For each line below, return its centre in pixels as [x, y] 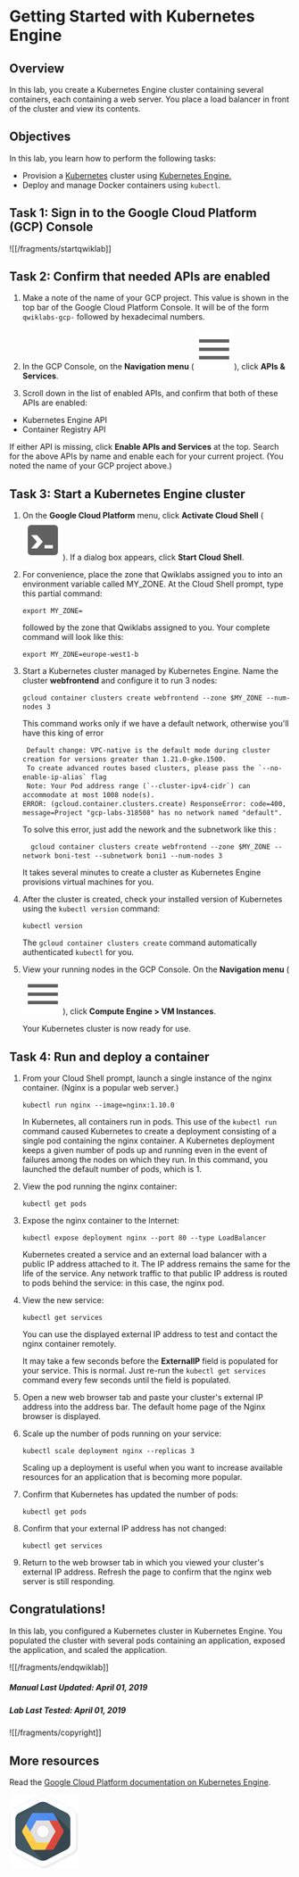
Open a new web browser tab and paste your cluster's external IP [142, 1398]
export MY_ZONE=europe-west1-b [80, 655]
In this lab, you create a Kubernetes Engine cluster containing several [137, 90]
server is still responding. [69, 1582]
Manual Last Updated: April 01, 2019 [79, 1688]
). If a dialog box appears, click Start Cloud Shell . [153, 557]
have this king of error [63, 733]
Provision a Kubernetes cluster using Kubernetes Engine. [127, 175]
